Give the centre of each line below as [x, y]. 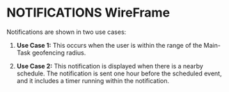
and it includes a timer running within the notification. [93, 80]
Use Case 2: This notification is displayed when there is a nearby [110, 66]
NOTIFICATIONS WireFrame [88, 13]
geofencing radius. [59, 53]
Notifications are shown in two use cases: [66, 32]
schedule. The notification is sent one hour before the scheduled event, [119, 73]
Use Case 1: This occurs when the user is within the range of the [109, 45]
